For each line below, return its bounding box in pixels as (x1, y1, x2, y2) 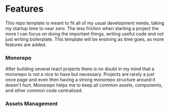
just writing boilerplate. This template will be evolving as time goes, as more (5, 36, 164, 42)
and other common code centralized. (5, 88, 83, 94)
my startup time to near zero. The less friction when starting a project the (5, 25, 159, 31)
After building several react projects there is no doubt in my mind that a (5, 66, 154, 72)
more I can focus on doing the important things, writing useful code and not (5, 31, 164, 37)
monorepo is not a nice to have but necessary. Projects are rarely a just (5, 71, 155, 77)
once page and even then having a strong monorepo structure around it (5, 77, 155, 83)
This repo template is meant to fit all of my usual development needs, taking (5, 20, 164, 26)
